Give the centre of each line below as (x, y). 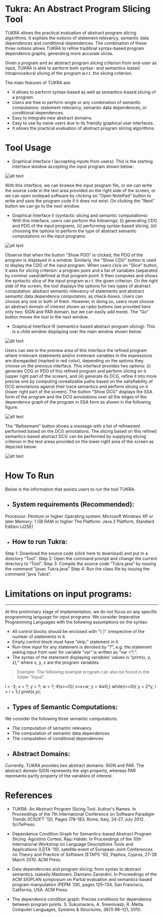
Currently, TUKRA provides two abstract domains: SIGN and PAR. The (75, 765)
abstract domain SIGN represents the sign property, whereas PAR (70, 771)
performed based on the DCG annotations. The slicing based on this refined (81, 431)
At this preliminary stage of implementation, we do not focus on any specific (81, 612)
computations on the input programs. (49, 236)
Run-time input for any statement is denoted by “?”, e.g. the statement (82, 647)
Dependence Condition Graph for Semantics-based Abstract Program (82, 834)
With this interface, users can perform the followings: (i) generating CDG (85, 220)
